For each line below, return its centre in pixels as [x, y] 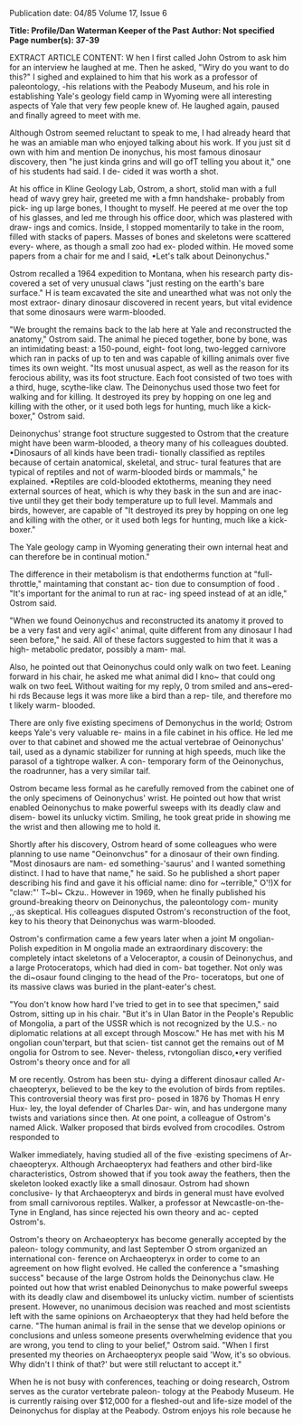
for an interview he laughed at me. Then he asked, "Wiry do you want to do [149, 67]
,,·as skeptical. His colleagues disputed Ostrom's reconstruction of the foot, [150, 911]
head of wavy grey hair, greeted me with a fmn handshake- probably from [147, 198]
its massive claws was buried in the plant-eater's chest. [113, 986]
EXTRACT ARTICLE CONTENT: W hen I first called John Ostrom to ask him [148, 57]
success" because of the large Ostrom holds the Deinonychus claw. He [142, 1278]
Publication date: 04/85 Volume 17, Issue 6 [88, 13]
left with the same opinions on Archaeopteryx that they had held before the [149, 1316]
